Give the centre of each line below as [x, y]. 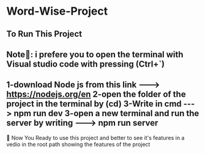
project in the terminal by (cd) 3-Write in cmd [94, 104]
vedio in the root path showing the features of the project [78, 144]
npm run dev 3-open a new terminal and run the [106, 113]
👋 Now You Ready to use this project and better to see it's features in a [95, 137]
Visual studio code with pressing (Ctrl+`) [86, 64]
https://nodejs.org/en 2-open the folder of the [96, 94]
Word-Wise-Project [57, 11]
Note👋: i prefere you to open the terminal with [95, 54]
